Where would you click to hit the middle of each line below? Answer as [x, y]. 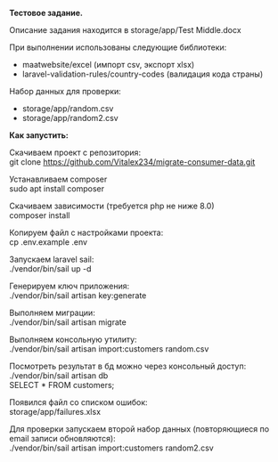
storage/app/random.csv [68, 109]
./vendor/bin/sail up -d [50, 269]
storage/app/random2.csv [70, 118]
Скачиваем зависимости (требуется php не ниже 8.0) [112, 206]
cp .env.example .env [48, 242]
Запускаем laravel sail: [52, 259]
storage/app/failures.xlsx [55, 412]
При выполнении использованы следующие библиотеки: [118, 47]
